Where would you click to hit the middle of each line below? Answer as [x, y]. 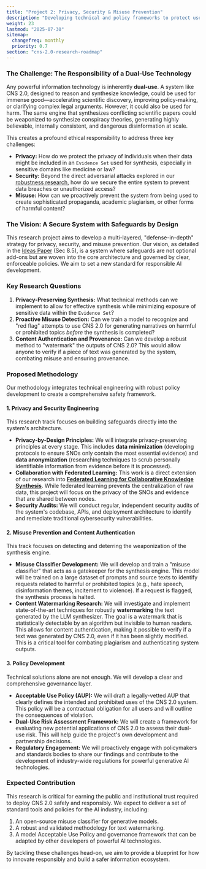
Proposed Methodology [42, 374]
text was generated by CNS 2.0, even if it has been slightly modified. [102, 636]
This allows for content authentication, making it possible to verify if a [103, 630]
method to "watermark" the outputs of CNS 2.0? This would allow [98, 345]
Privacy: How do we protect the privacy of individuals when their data [104, 156]
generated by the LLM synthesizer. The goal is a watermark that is [99, 617]
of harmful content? [40, 209]
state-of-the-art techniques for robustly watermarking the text [95, 610]
